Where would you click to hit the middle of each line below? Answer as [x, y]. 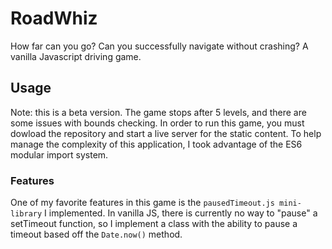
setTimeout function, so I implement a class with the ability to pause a [154, 224]
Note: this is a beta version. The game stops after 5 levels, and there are [158, 112]
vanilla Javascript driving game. [76, 56]
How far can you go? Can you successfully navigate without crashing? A [159, 46]
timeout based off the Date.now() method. [96, 234]
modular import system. [59, 154]
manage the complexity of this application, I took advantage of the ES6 [156, 144]
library [26, 214]
